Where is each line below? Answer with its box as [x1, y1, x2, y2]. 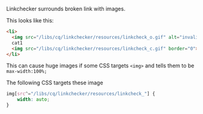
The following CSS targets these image [6, 79, 104, 87]
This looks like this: [6, 17, 54, 24]
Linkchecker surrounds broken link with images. [6, 5, 126, 12]
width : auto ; [17, 96, 50, 102]
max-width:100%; [6, 69, 47, 75]
